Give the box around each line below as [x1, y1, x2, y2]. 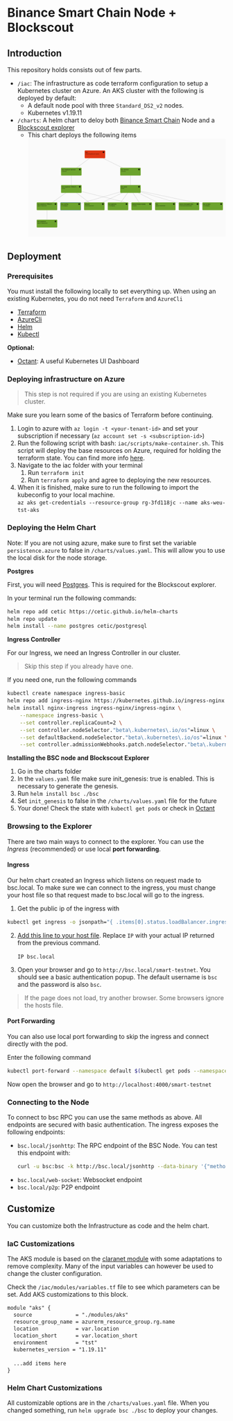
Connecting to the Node [7, 1097, 89, 1107]
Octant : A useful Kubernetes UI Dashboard [17, 357, 140, 365]
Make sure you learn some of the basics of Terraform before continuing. [7, 411, 214, 419]
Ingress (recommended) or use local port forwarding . [7, 845, 162, 853]
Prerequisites [7, 271, 53, 281]
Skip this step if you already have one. [24, 662, 134, 671]
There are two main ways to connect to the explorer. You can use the [7, 837, 205, 845]
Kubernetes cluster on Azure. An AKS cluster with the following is [17, 87, 205, 94]
